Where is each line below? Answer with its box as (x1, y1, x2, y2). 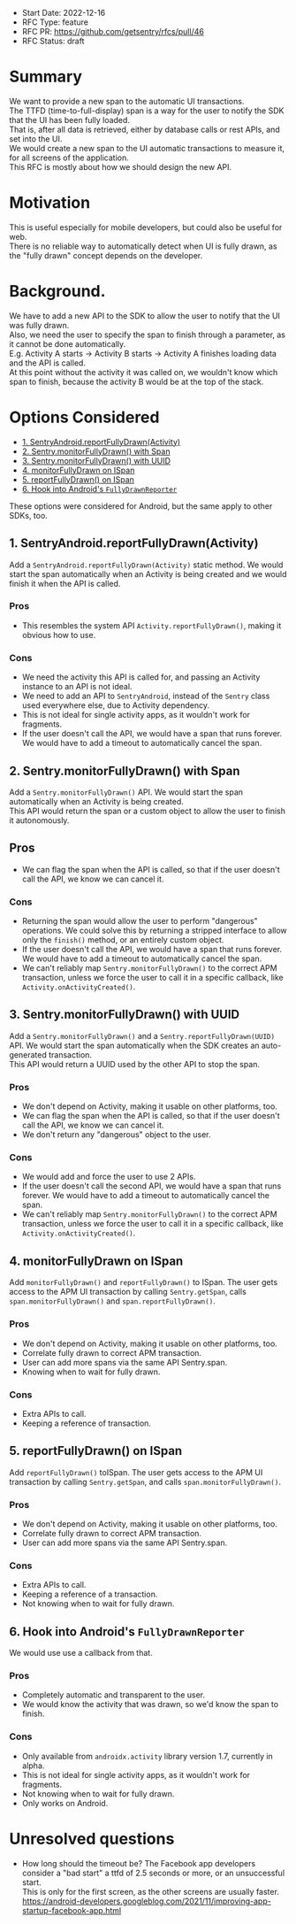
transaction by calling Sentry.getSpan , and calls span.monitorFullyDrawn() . (9, 1476, 281, 1487)
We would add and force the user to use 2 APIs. (21, 1172, 196, 1182)
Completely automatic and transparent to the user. (21, 1689, 206, 1700)
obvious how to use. (21, 629, 96, 640)
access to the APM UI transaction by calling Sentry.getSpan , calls (9, 1287, 247, 1297)
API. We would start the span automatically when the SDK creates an (9, 1040, 260, 1051)
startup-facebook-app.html (21, 1905, 122, 1915)
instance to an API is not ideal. (21, 681, 133, 692)
